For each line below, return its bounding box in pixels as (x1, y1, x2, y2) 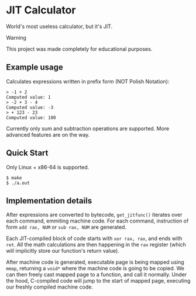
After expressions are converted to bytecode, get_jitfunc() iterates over (6, 211, 183, 218)
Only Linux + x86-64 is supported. (6, 163, 90, 170)
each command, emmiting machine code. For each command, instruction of (6, 217, 189, 225)
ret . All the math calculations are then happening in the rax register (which (6, 241, 186, 248)
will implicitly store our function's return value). (6, 248, 120, 255)
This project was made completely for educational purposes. (6, 45, 153, 53)
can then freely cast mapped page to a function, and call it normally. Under (6, 271, 187, 278)
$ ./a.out (6, 180, 30, 186)
